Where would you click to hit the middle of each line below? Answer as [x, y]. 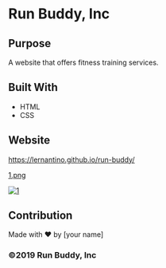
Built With [33, 87]
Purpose [30, 43]
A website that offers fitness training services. [83, 62]
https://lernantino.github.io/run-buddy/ [71, 160]
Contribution [41, 216]
